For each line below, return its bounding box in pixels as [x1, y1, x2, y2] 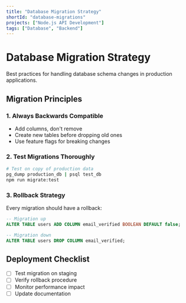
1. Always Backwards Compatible [6, 111, 103, 120]
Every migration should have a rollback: [6, 205, 102, 212]
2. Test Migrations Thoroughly [6, 152, 95, 161]
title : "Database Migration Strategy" [6, 8, 102, 15]
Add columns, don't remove [14, 125, 83, 132]
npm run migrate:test [6, 177, 60, 183]
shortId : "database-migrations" [6, 14, 86, 20]
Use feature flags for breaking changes [14, 138, 110, 145]
